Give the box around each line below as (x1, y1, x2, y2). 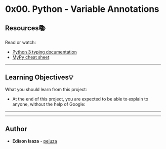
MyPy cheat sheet (12, 54, 49, 60)
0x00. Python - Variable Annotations (5, 3, 160, 15)
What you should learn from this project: (5, 86, 87, 92)
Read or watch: (5, 40, 36, 45)
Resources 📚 (5, 24, 46, 32)
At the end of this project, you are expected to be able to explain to (12, 96, 149, 102)
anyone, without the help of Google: (12, 101, 85, 107)
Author (5, 125, 27, 133)
